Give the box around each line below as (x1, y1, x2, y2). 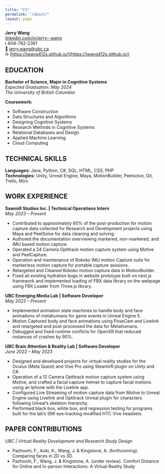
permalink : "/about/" (5, 12, 50, 17)
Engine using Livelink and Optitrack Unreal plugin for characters (12, 395, 142, 400)
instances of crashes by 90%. (12, 334, 73, 340)
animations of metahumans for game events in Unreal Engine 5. (12, 313, 141, 318)
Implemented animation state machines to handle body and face (12, 307, 143, 314)
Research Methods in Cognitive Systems (12, 124, 95, 130)
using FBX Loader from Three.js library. (12, 283, 93, 289)
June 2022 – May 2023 (5, 349, 53, 355)
